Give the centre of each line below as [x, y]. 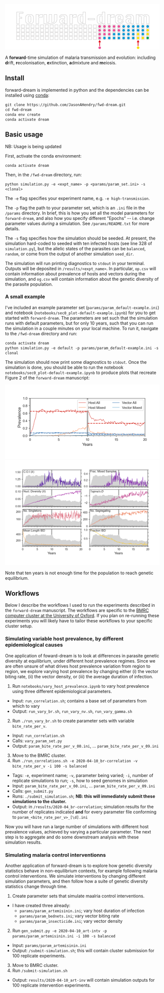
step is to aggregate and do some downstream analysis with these [72, 837]
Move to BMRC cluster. [35, 966]
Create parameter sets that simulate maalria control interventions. [78, 896]
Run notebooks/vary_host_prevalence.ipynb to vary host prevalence [81, 686]
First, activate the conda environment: [43, 156]
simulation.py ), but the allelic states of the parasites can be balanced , [75, 248]
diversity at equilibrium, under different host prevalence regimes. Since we [80, 661]
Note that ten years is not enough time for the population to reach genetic [79, 573]
